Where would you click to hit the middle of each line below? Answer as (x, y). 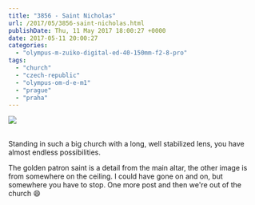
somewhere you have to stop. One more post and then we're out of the (125, 185)
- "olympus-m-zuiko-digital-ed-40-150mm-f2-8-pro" (102, 53)
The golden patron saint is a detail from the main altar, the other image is (128, 168)
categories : (28, 46)
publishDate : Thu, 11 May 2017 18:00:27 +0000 (87, 30)
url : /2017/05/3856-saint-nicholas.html (77, 23)
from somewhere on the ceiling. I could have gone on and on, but (116, 176)
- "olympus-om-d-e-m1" (53, 82)
